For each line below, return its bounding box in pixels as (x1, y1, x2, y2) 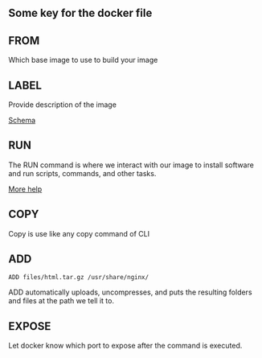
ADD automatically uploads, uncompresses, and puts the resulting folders (8, 287, 252, 297)
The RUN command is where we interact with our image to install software (8, 160, 255, 170)
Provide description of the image (8, 100, 117, 109)
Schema (8, 116, 36, 126)
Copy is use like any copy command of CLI (8, 228, 150, 238)
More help (8, 184, 43, 194)
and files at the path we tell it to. (8, 296, 115, 306)
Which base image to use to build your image (8, 56, 158, 65)
